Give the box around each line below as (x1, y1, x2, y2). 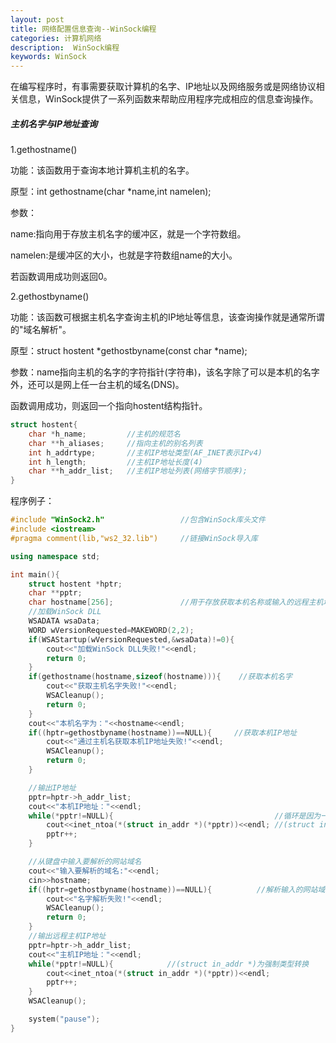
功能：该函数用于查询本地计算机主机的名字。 (10, 164, 195, 176)
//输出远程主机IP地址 (28, 931, 107, 941)
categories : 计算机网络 (10, 33, 102, 43)
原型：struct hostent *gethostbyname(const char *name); (10, 345, 248, 357)
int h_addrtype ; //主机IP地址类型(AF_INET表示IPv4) (28, 447, 263, 458)
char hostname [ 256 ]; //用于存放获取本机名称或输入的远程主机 (28, 597, 324, 608)
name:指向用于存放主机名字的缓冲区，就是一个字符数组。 (10, 228, 247, 240)
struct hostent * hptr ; (28, 579, 123, 589)
